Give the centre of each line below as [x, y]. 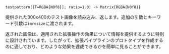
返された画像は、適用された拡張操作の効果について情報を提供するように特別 [85, 34]
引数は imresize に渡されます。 [45, 23]
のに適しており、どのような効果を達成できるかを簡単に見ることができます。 [84, 46]
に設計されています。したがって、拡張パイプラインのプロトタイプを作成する [84, 40]
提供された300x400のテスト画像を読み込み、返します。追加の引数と [76, 17]
